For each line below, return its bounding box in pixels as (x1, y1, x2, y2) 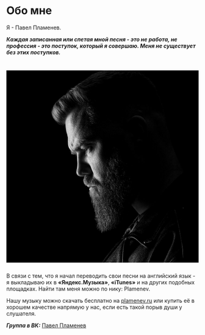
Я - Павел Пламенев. (6, 24, 62, 31)
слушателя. (6, 309, 37, 317)
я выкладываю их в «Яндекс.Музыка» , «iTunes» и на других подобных (6, 278, 195, 286)
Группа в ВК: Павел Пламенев (6, 322, 87, 329)
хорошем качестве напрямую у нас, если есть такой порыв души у (6, 303, 182, 311)
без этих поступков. (6, 48, 61, 56)
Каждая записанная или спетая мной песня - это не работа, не (6, 35, 178, 43)
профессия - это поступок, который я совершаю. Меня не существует (6, 42, 196, 49)
